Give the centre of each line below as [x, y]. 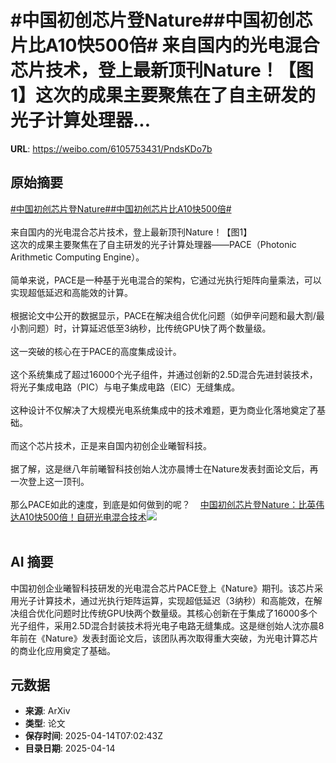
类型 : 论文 [45, 723]
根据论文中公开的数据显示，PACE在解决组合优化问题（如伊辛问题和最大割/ [163, 315]
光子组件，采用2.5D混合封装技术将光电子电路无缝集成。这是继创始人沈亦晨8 [167, 625]
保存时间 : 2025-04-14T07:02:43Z [93, 736]
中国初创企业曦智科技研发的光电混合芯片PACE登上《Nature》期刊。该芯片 [162, 588]
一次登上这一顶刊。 [50, 481]
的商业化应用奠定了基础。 [63, 650]
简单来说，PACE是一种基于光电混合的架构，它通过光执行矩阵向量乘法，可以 [166, 280]
